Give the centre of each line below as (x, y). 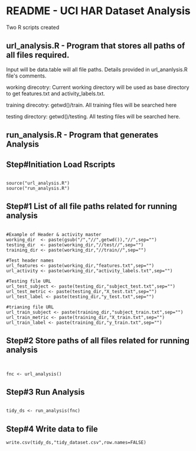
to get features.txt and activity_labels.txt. (55, 94)
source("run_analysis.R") (38, 188)
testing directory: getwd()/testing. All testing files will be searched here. (93, 116)
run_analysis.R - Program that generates (82, 135)
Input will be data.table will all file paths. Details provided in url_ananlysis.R (97, 69)
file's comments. (26, 76)
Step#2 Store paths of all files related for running (98, 341)
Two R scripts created (33, 27)
